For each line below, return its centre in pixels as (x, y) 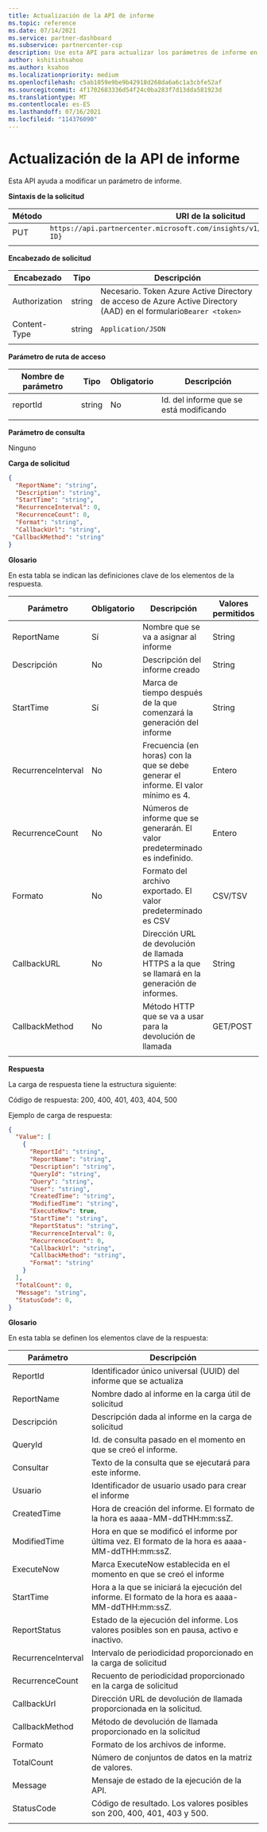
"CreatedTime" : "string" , (72, 1196)
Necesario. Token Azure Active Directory (176, 291)
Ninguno (22, 448)
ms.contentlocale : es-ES (49, 104)
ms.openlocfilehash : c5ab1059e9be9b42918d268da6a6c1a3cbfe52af (115, 82)
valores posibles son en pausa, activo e (164, 1630)
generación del (170, 722)
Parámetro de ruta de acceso (57, 356)
